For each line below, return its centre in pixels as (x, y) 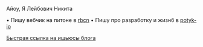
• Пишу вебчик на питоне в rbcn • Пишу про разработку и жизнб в (93, 20)
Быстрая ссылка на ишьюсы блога (51, 38)
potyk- (188, 20)
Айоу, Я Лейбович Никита (39, 9)
